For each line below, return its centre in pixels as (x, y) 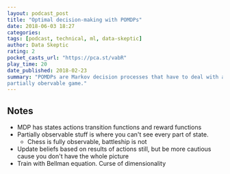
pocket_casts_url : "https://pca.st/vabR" (67, 58)
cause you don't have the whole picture (73, 156)
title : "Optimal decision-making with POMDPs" (75, 20)
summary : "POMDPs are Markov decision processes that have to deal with (113, 77)
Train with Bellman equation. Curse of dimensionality (91, 164)
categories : (24, 32)
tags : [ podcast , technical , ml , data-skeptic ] (75, 39)
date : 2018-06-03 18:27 (41, 26)
